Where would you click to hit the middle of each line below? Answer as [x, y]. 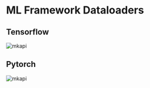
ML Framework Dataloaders [75, 10]
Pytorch [21, 64]
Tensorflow [28, 32]
